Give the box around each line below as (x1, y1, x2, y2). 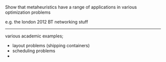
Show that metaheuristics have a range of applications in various (5, 4, 137, 10)
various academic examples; (5, 33, 63, 39)
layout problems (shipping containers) (12, 43, 90, 48)
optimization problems (5, 9, 51, 15)
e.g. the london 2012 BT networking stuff (5, 19, 88, 25)
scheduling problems (12, 48, 55, 54)
